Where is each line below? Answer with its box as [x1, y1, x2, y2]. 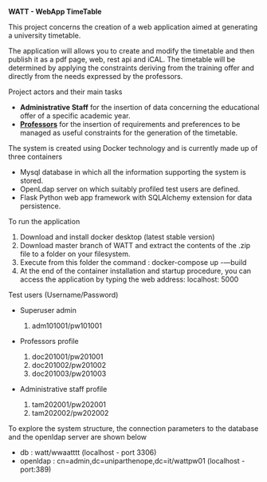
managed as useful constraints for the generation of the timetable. [19, 128, 238, 137]
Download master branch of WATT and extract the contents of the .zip [19, 241, 251, 250]
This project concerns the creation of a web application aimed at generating [8, 22, 258, 31]
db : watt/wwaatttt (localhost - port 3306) [19, 448, 157, 457]
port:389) [19, 464, 52, 474]
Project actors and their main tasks [8, 87, 123, 97]
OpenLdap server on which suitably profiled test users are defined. [19, 184, 241, 194]
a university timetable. [8, 31, 81, 40]
